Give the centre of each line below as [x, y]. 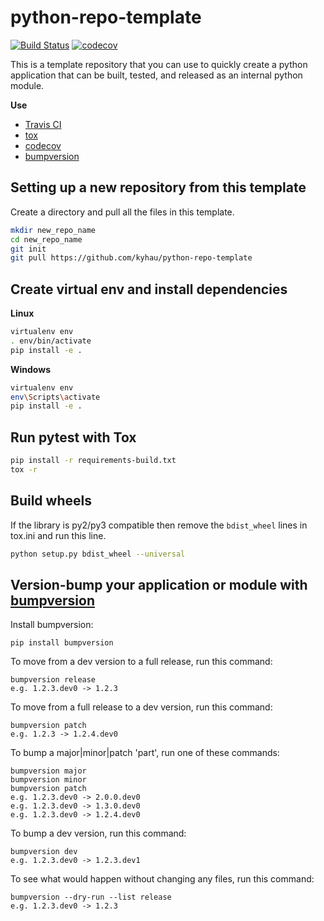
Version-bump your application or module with [159, 584]
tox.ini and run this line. [58, 535]
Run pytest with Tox [73, 437]
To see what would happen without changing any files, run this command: [162, 879]
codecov [43, 145]
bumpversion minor [48, 780]
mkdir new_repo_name [53, 230]
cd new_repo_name [46, 239]
